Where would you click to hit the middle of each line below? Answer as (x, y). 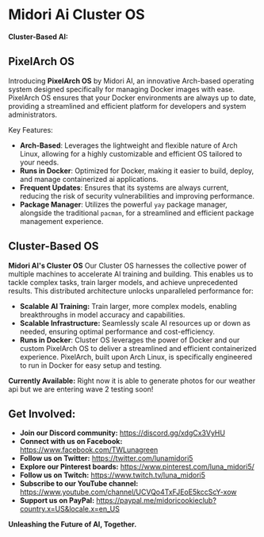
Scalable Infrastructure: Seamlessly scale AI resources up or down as (135, 323)
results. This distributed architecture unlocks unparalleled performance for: (131, 291)
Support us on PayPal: (57, 500)
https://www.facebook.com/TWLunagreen (89, 450)
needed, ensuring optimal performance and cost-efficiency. (117, 331)
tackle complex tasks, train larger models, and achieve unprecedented (123, 282)
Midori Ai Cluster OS (77, 15)
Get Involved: (42, 413)
